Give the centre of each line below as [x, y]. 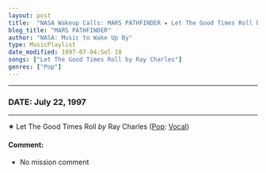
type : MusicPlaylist [42, 45]
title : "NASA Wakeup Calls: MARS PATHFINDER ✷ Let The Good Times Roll [131, 23]
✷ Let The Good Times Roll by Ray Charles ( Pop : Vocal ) [99, 126]
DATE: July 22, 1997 [47, 102]
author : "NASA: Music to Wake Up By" [70, 38]
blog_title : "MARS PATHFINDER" [60, 30]
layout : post [30, 15]
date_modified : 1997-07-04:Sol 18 [65, 52]
